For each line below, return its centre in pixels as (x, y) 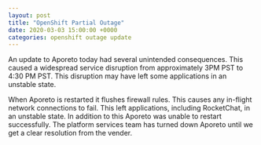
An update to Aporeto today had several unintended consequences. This (126, 60)
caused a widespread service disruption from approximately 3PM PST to (126, 68)
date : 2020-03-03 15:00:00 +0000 (63, 30)
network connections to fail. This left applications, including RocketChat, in (129, 108)
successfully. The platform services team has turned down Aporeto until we (131, 125)
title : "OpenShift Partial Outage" (66, 23)
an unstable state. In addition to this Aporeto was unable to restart (115, 116)
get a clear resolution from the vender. (70, 133)
